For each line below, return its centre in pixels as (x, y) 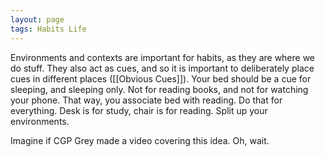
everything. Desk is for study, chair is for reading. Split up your (139, 110)
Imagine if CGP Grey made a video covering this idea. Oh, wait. (140, 140)
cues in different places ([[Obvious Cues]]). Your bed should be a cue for (161, 78)
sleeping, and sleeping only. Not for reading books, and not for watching (159, 89)
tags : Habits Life (48, 29)
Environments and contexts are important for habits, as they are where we (163, 57)
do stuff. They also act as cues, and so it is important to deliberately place (162, 68)
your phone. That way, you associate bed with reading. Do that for (146, 100)
